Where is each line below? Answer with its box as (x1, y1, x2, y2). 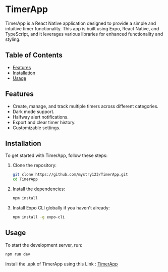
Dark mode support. (12, 108, 54, 115)
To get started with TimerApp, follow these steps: (5, 152, 108, 158)
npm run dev (5, 251, 30, 257)
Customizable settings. (12, 125, 61, 131)
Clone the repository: (12, 162, 57, 169)
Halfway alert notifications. (12, 114, 69, 120)
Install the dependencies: (12, 186, 66, 192)
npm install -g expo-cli (12, 214, 65, 220)
